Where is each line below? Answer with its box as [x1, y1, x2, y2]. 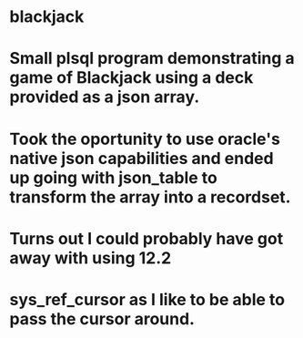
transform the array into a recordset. [9, 187, 291, 207]
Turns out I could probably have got [9, 228, 284, 249]
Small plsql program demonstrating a [9, 48, 295, 69]
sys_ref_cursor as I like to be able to [9, 289, 286, 310]
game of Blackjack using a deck [9, 67, 254, 88]
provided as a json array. [9, 87, 200, 108]
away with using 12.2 [9, 248, 172, 268]
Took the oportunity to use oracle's [9, 128, 280, 149]
